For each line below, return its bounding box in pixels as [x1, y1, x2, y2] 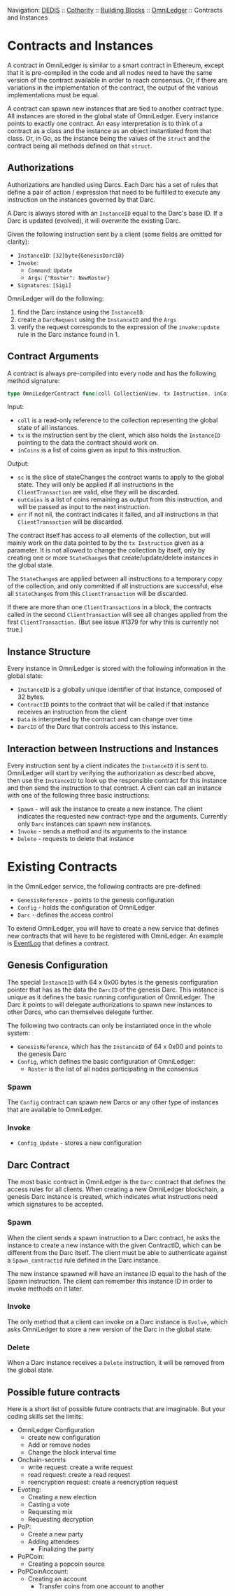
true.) [7, 625, 23, 634]
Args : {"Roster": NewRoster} [27, 273, 111, 282]
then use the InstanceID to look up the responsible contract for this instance [7, 777, 227, 785]
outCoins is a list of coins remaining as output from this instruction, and [17, 495, 222, 504]
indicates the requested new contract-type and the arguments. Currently [17, 812, 227, 821]
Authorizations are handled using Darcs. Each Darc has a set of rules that [7, 180, 218, 188]
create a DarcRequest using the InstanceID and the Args [17, 315, 177, 324]
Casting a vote [27, 1500, 70, 1508]
